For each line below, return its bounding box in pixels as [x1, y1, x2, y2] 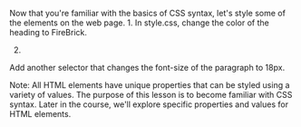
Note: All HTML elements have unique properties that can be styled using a [9, 80, 290, 90]
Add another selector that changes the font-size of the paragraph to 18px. [9, 63, 286, 73]
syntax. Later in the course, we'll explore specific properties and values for [9, 99, 288, 110]
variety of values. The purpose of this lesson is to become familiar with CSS [9, 90, 293, 100]
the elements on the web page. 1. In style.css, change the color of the [9, 17, 269, 28]
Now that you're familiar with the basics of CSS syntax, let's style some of [9, 8, 286, 18]
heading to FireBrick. [9, 27, 88, 37]
